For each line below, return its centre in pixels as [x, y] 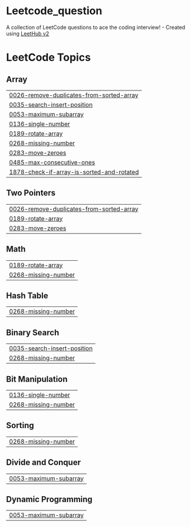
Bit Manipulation [37, 379]
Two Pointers [31, 193]
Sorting [20, 426]
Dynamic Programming [49, 499]
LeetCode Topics [49, 58]
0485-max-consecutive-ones [52, 162]
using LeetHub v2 [28, 33]
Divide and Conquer [44, 463]
